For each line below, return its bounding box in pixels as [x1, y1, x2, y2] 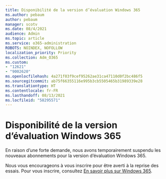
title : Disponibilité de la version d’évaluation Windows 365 [5, 7, 140, 13]
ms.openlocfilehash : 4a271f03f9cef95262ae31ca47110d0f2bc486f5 [5, 74, 143, 79]
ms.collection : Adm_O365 [5, 55, 58, 60]
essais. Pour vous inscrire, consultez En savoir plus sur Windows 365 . [5, 168, 152, 174]
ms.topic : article [5, 36, 44, 41]
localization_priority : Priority [5, 50, 77, 55]
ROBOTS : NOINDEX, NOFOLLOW [5, 45, 63, 50]
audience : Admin [5, 31, 40, 36]
